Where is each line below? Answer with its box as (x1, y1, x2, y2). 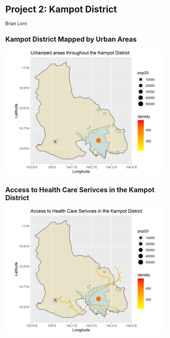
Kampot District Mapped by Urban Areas (5, 35, 137, 44)
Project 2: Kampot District (5, 4, 117, 15)
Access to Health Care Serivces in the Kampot (5, 186, 155, 194)
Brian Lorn (5, 20, 27, 26)
